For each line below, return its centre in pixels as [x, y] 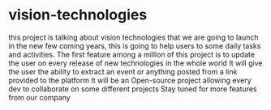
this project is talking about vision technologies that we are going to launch [133, 37]
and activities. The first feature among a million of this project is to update [132, 54]
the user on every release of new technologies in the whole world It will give [135, 63]
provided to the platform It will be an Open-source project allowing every [130, 80]
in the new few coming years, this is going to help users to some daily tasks [135, 45]
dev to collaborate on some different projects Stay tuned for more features [133, 89]
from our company [39, 97]
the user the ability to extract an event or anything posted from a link [123, 71]
